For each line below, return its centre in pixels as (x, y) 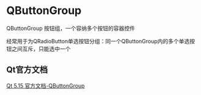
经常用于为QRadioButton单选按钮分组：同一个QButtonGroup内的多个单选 (98, 41)
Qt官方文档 (27, 70)
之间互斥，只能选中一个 (41, 49)
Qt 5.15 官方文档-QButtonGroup (46, 85)
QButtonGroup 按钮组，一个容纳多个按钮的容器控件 (71, 28)
